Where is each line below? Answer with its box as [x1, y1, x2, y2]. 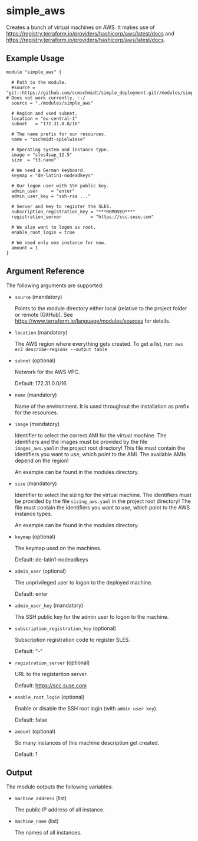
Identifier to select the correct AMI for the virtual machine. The [14, 431, 167, 439]
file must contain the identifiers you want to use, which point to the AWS [14, 504, 190, 511]
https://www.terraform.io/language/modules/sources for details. [14, 317, 171, 324]
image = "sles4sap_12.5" [11, 152, 72, 158]
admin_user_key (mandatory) [14, 602, 84, 609]
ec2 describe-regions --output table [14, 346, 108, 352]
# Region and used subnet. [11, 111, 78, 116]
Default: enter [14, 590, 48, 598]
